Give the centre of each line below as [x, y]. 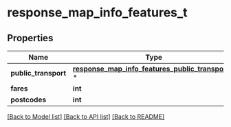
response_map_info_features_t [97, 13]
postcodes [29, 100]
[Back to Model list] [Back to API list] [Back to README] [86, 117]
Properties [30, 38]
